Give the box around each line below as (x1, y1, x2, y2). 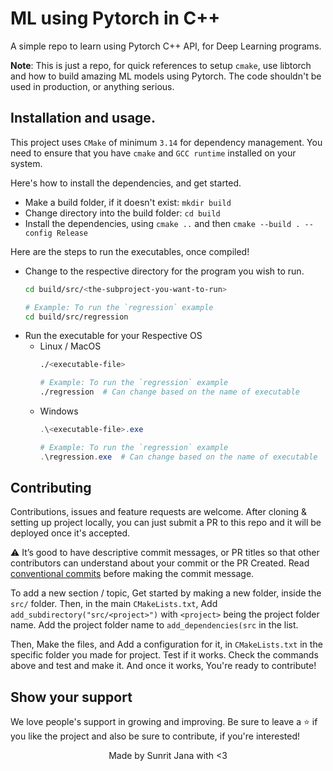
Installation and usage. (10, 110, 156, 127)
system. (10, 157, 43, 169)
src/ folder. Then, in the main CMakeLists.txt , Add (10, 598, 218, 610)
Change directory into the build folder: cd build (24, 207, 221, 219)
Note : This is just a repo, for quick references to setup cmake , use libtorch (10, 59, 312, 71)
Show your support (10, 688, 133, 706)
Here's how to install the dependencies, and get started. (10, 177, 242, 189)
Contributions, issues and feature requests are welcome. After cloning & (10, 506, 307, 518)
